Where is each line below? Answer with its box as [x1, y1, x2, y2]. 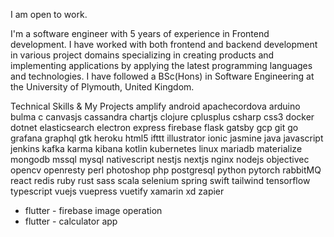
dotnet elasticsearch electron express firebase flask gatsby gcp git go [10, 122, 299, 133]
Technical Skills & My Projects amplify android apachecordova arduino [10, 100, 301, 112]
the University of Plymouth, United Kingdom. [10, 81, 195, 93]
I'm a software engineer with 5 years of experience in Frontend [10, 28, 270, 39]
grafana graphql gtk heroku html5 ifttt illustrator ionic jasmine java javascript [10, 132, 324, 144]
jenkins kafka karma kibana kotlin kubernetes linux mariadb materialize [10, 143, 303, 154]
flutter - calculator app [24, 215, 118, 227]
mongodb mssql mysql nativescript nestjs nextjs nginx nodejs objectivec [10, 154, 310, 165]
